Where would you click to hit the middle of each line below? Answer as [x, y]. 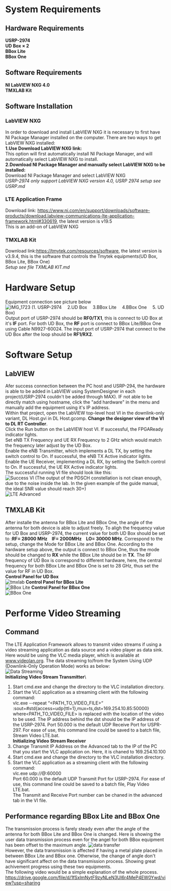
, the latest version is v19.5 [84, 221]
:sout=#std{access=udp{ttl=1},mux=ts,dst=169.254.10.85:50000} [81, 708]
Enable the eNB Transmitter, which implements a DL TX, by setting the [79, 451]
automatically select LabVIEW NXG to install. [52, 159]
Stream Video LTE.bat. [36, 735]
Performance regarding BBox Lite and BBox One [83, 816]
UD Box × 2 [17, 46]
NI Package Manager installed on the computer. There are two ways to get [83, 137]
